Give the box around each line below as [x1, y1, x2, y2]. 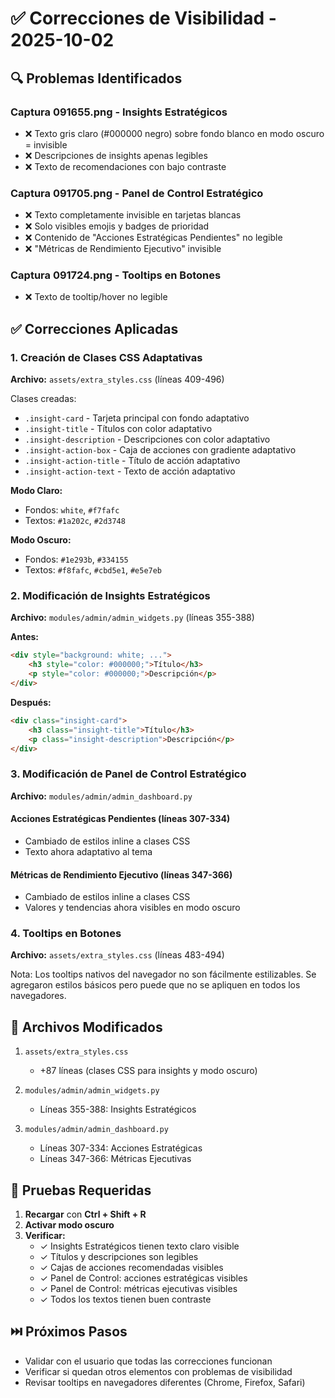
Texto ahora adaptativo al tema [24, 845, 153, 857]
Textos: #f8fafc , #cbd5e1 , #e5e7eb [24, 564, 163, 576]
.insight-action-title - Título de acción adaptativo [24, 455, 241, 467]
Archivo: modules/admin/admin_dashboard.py [10, 790, 193, 802]
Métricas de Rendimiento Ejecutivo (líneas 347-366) [10, 868, 233, 881]
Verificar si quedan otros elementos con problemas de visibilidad [24, 1365, 293, 1377]
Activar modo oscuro [24, 1219, 115, 1231]
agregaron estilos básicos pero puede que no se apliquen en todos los [10, 979, 301, 991]
